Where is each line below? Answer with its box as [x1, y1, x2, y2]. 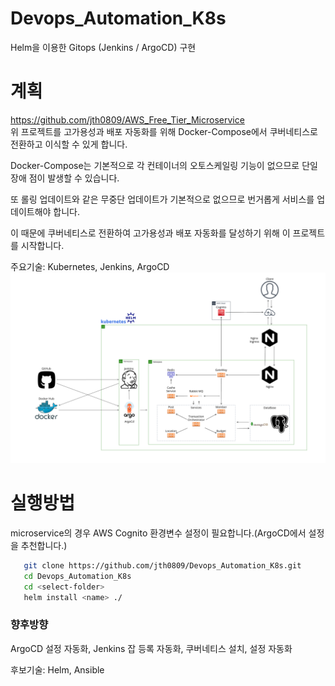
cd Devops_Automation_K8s [23, 571, 132, 581]
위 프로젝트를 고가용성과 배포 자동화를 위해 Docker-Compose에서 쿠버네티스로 [10, 125, 318, 137]
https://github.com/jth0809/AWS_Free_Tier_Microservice [10, 113, 245, 126]
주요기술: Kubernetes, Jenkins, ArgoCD [10, 260, 170, 272]
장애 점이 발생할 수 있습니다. [10, 172, 120, 184]
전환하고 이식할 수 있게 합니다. [10, 138, 128, 150]
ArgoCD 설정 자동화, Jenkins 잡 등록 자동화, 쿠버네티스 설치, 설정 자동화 [10, 642, 293, 654]
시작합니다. [20, 239, 65, 251]
